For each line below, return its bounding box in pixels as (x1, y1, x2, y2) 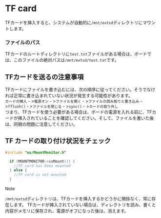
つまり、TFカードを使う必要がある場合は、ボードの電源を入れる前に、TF (5, 109, 152, 115)
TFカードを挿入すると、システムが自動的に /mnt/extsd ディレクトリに (5, 19, 143, 25)
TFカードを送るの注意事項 (5, 73, 84, 81)
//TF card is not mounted (14, 172, 67, 178)
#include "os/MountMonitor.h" (5, 150, 67, 155)
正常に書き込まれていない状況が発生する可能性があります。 (13, 93, 133, 99)
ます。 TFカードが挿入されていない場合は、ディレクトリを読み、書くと (13, 202, 156, 208)
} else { (9, 168, 27, 173)
